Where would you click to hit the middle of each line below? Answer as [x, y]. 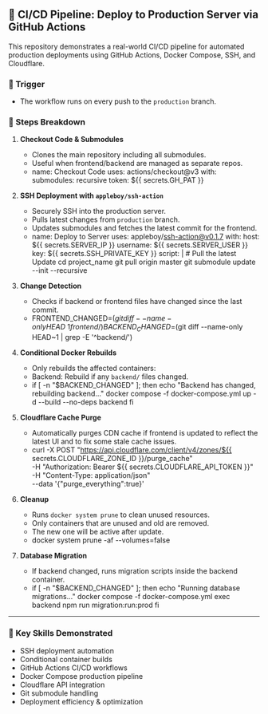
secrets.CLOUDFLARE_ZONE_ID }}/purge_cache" [112, 459]
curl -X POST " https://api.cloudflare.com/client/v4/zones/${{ [132, 450]
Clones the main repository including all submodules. [119, 155]
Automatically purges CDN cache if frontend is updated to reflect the [145, 433]
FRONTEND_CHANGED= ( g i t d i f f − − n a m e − [102, 318]
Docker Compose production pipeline [81, 676]
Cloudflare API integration [62, 684]
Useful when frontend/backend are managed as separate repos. [137, 164]
